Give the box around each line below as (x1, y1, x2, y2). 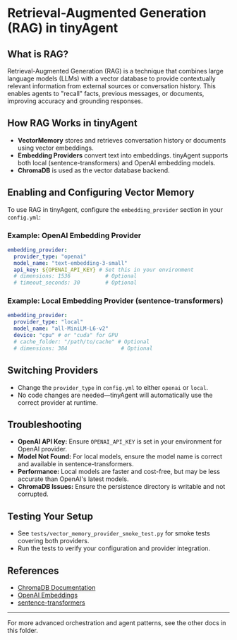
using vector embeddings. (17, 143, 94, 152)
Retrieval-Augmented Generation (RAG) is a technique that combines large (7, 67, 224, 75)
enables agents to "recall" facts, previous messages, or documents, (7, 90, 205, 97)
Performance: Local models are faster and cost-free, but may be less (17, 468, 221, 476)
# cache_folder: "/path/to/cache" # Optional (13, 338, 150, 345)
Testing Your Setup (7, 510, 94, 522)
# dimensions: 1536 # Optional (13, 273, 138, 280)
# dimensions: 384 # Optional (13, 345, 153, 352)
